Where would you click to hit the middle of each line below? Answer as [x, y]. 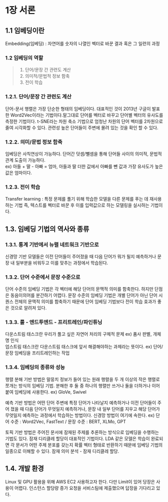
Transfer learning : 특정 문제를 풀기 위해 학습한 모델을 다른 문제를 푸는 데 [77, 199]
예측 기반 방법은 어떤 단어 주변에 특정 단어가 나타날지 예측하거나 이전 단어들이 [81, 402]
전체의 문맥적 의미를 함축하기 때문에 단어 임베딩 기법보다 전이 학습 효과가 [85, 302]
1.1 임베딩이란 [25, 30]
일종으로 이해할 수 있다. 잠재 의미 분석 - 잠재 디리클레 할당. [62, 451]
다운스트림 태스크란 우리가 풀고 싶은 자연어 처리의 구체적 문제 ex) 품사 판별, [78, 334]
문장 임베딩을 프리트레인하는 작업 [38, 353]
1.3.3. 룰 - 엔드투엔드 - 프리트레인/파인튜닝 [54, 322]
